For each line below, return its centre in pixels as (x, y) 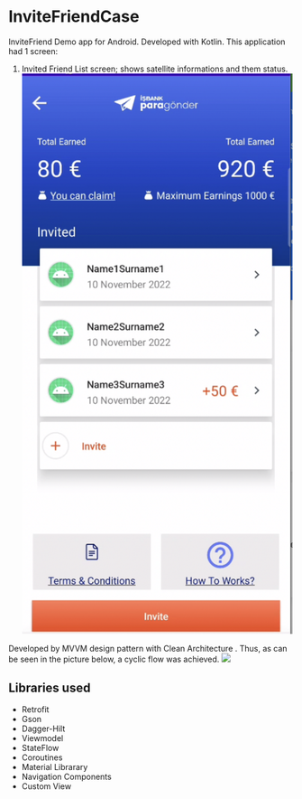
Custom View (46, 786)
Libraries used (50, 687)
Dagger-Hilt (43, 728)
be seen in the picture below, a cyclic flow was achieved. (114, 659)
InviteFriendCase (74, 17)
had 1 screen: (33, 51)
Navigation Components (66, 777)
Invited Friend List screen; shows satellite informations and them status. (155, 69)
